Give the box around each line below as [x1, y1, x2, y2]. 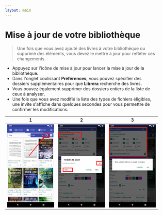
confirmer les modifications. [12, 106, 69, 112]
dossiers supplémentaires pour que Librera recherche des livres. [12, 81, 142, 86]
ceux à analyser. [12, 91, 45, 97]
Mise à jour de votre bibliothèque [5, 29, 141, 40]
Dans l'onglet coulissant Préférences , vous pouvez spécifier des [12, 75, 142, 81]
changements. [16, 56, 46, 62]
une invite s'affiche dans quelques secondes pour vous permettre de [12, 101, 150, 107]
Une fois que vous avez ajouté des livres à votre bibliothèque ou [16, 45, 146, 51]
